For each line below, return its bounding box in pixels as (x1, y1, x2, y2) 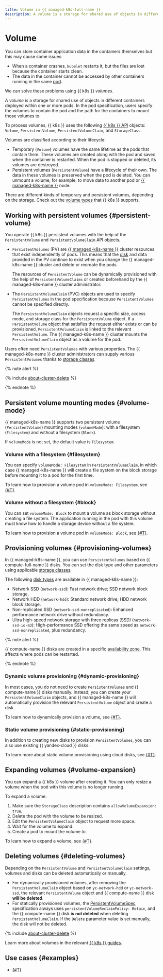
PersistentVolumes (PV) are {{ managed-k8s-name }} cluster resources (12, 246, 155, 252)
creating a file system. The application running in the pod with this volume (5, 515, 153, 521)
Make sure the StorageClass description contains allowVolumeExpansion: (12, 803, 157, 808)
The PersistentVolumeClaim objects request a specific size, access (12, 311, 146, 316)
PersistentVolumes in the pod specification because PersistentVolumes (12, 296, 154, 302)
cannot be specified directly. (12, 301, 69, 307)
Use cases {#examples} (5, 954, 79, 962)
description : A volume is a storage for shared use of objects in (5, 12, 142, 17)
